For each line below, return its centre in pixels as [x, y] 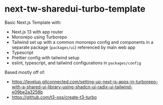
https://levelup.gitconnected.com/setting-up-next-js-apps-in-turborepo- [85, 82]
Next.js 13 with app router [37, 32]
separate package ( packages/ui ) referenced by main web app [73, 47]
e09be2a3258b [27, 92]
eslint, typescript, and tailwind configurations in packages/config [76, 63]
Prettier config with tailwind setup [46, 57]
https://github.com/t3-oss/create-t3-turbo [54, 97]
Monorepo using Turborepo [39, 37]
